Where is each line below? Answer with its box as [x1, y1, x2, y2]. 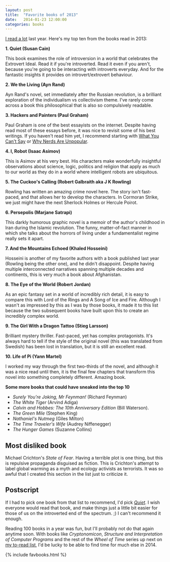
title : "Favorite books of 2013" [5, 12, 79, 17]
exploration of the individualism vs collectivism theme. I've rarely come [5, 97, 154, 103]
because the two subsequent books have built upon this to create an [5, 308, 149, 314]
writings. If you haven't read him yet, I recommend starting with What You [5, 133, 159, 139]
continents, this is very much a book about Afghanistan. [5, 271, 122, 278]
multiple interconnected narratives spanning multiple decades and [5, 266, 144, 272]
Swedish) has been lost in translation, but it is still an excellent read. [5, 344, 147, 350]
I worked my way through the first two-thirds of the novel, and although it [5, 363, 159, 370]
